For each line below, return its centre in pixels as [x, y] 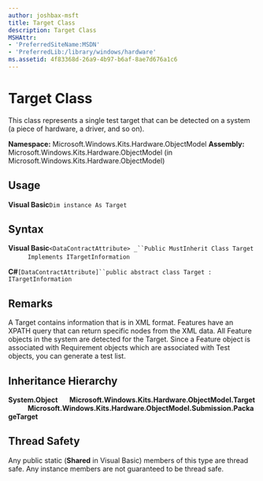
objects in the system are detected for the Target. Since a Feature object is [129, 339]
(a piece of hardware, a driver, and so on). [76, 129]
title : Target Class [42, 23]
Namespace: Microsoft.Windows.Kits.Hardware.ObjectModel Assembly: [126, 144]
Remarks [31, 303]
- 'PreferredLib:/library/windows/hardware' [82, 52]
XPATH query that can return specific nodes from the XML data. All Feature [130, 331]
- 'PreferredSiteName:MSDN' [54, 45]
